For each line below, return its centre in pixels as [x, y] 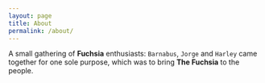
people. [21, 71]
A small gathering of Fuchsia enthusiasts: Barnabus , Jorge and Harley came [133, 54]
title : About [30, 23]
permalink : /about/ [41, 31]
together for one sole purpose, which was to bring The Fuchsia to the [124, 62]
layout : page [30, 16]
